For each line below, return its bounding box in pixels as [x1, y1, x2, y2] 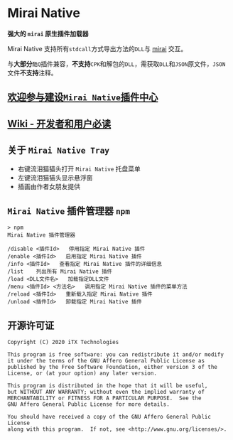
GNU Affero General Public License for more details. [7, 401, 170, 408]
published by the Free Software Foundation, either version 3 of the [7, 364, 218, 371]
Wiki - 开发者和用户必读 [7, 117, 112, 129]
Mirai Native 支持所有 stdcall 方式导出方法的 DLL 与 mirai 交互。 [7, 44, 188, 53]
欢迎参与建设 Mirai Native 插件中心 [7, 91, 158, 104]
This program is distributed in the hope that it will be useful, [7, 382, 208, 390]
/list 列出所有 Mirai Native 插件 [7, 268, 112, 275]
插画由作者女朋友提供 [17, 182, 80, 191]
